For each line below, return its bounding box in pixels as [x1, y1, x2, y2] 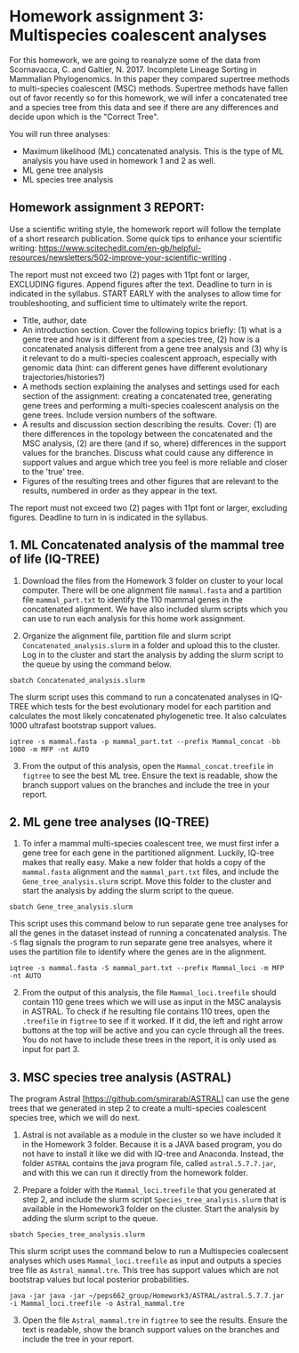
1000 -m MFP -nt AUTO [9, 745, 90, 754]
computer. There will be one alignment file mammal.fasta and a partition [21, 585, 282, 595]
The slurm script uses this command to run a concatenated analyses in [9, 692, 270, 702]
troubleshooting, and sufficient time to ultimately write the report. [9, 297, 248, 308]
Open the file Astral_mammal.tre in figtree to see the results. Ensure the [21, 1315, 287, 1325]
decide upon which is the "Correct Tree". [9, 111, 159, 122]
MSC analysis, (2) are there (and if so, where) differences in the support [21, 438, 287, 449]
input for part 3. [21, 1044, 80, 1055]
